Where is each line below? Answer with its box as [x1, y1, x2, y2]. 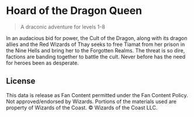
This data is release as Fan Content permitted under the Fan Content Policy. [6, 91, 188, 98]
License [6, 76, 36, 86]
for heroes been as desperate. [6, 59, 79, 66]
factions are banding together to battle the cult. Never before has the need [6, 53, 186, 60]
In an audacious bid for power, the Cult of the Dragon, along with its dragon [6, 34, 188, 41]
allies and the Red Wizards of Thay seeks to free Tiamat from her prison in [6, 41, 185, 48]
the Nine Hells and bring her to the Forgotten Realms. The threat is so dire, [6, 47, 185, 54]
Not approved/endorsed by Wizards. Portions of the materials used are [6, 98, 177, 105]
